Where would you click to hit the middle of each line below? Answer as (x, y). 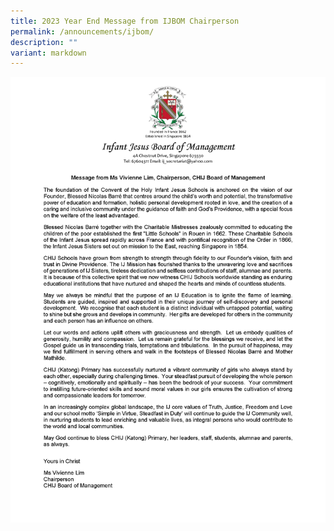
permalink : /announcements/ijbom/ (82, 31)
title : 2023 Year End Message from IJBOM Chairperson (125, 21)
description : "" (44, 42)
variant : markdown (48, 53)
